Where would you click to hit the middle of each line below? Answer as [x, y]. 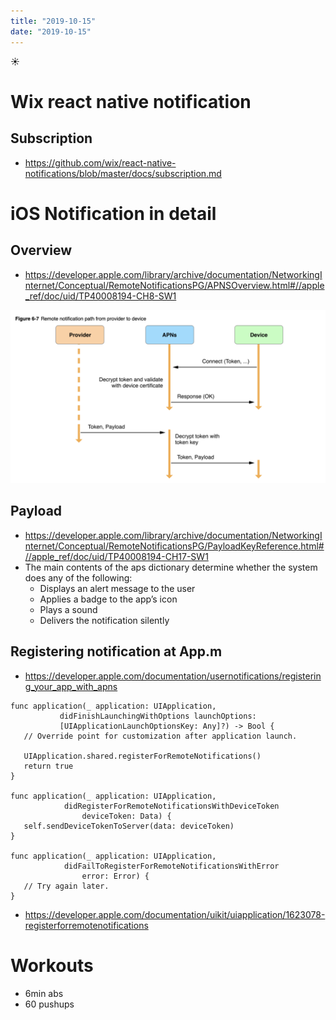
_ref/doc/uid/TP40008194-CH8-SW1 [100, 296]
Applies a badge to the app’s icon [108, 599]
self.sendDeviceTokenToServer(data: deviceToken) [129, 826]
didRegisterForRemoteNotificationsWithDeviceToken [171, 806]
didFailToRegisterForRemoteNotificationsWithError [171, 866]
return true [48, 766]
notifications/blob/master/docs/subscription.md [123, 173]
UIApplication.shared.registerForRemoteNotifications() [142, 756]
